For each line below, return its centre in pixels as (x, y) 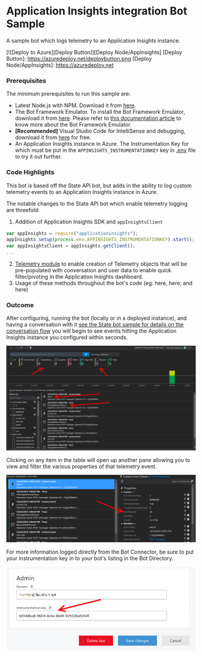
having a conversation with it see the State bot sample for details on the (95, 325)
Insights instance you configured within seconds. (67, 337)
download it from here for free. (53, 137)
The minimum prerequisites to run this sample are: (69, 94)
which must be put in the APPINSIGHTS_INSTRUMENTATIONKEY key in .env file (105, 150)
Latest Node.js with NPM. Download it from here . (75, 105)
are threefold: (23, 210)
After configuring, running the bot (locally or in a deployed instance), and (96, 318)
